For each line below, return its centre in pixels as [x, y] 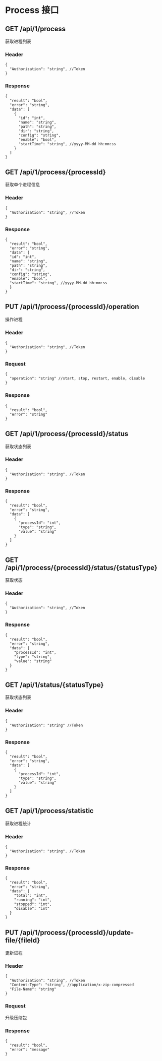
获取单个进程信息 [23, 185]
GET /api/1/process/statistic [50, 811]
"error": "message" [30, 1050]
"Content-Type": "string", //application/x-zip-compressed [72, 985]
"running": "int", [33, 900]
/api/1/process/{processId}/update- [77, 932]
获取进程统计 [18, 823]
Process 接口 [32, 10]
